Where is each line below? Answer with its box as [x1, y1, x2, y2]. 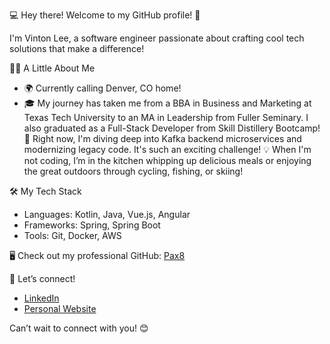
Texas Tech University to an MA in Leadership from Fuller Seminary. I [23, 112, 309, 123]
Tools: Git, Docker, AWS [23, 230, 122, 241]
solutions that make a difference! [9, 43, 145, 54]
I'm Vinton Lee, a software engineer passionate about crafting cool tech [9, 32, 305, 44]
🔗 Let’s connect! [9, 273, 76, 284]
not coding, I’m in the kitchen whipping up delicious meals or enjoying [23, 155, 312, 166]
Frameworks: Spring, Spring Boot [23, 219, 161, 231]
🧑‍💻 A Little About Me [9, 62, 96, 74]
